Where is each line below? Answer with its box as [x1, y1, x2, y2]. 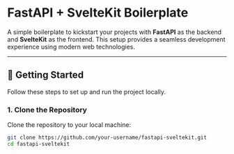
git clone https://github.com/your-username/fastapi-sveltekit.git [7, 134, 208, 142]
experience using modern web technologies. [7, 42, 136, 51]
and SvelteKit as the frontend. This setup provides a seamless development [7, 35, 226, 43]
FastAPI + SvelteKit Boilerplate [7, 5, 189, 21]
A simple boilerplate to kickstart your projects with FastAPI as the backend [7, 28, 221, 36]
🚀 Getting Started [7, 69, 84, 81]
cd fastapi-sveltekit [7, 140, 70, 147]
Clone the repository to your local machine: [7, 121, 132, 129]
